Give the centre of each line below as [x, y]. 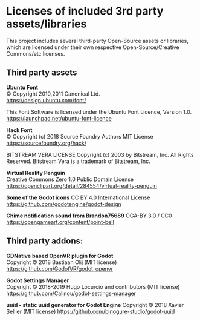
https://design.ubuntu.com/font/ [46, 100]
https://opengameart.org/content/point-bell [60, 222]
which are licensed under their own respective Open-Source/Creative [93, 47]
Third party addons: [45, 241]
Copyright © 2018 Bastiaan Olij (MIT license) [62, 262]
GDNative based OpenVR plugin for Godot [60, 256]
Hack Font [19, 130]
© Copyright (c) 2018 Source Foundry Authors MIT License [80, 136]
